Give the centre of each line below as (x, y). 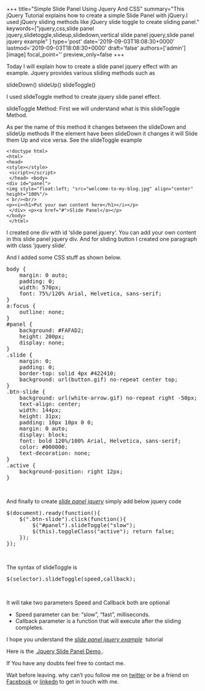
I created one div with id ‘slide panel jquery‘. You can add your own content (101, 232)
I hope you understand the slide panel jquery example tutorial (85, 639)
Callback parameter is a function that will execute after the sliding (98, 621)
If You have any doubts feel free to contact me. (66, 663)
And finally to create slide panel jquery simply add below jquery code (94, 501)
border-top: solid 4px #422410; (68, 373)
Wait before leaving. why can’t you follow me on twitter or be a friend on (98, 675)
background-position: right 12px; (71, 472)
